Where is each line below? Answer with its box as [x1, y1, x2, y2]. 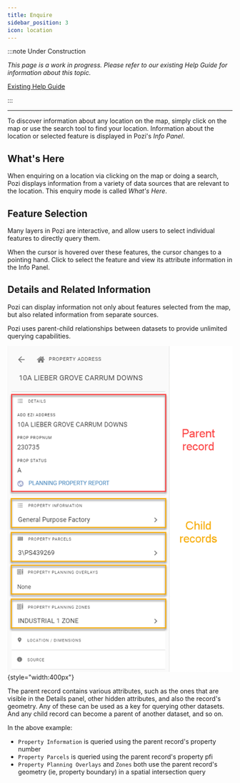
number [17, 744, 41, 753]
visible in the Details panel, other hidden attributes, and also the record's [7, 694, 221, 703]
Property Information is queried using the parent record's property [17, 737, 216, 746]
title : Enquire [7, 11, 53, 19]
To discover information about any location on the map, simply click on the [7, 116, 227, 125]
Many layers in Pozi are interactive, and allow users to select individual [7, 226, 216, 235]
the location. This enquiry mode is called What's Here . [7, 186, 168, 196]
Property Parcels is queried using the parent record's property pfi [17, 752, 213, 761]
